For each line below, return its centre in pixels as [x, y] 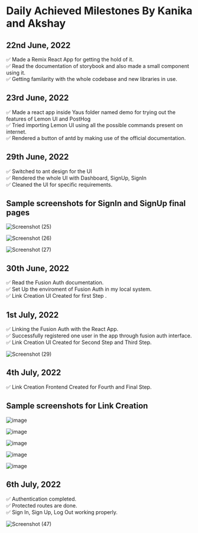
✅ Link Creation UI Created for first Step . [56, 296]
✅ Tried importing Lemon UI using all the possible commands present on [95, 125]
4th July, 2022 [34, 373]
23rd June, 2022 [38, 98]
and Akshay [36, 23]
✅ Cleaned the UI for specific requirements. [59, 184]
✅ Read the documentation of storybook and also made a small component [98, 66]
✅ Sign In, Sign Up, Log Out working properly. [62, 512]
